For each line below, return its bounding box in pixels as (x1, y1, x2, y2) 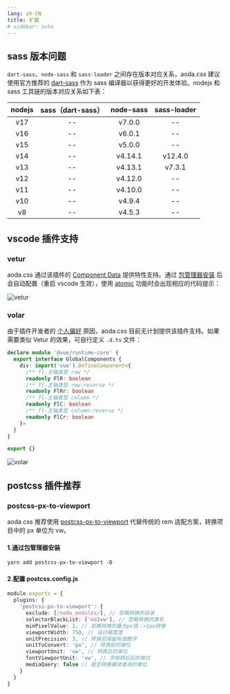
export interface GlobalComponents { (13, 356, 122, 363)
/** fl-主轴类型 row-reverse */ (25, 381, 115, 388)
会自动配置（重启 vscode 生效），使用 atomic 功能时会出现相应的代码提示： (7, 279, 221, 287)
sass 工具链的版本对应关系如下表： (7, 87, 107, 95)
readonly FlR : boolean (25, 375, 91, 382)
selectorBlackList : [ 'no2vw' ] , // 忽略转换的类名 (25, 616, 164, 623)
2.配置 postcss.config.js (7, 574, 78, 583)
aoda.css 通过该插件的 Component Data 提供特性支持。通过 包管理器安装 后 (7, 271, 223, 279)
